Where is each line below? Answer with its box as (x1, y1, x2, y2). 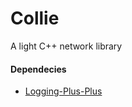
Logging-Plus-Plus (24, 85, 103, 97)
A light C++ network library (10, 40, 123, 52)
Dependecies (10, 63, 67, 75)
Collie (10, 7, 60, 30)
